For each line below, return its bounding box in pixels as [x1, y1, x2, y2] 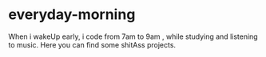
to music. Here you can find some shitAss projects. [8, 40, 177, 49]
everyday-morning [8, 6, 136, 24]
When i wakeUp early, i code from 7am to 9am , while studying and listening [8, 32, 258, 41]
